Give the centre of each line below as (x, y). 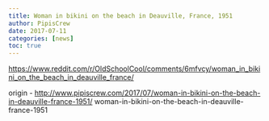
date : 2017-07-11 (38, 31)
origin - (21, 93)
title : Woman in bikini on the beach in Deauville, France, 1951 (120, 16)
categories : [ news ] (41, 38)
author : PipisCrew (39, 23)
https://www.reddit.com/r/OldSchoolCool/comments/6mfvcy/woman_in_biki (134, 69)
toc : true (25, 46)
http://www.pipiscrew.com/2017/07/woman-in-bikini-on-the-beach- (147, 93)
